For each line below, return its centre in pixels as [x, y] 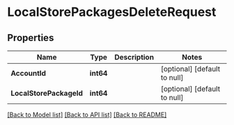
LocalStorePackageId [47, 93]
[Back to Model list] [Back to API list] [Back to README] [87, 115]
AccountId [29, 73]
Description [134, 57]
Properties [31, 38]
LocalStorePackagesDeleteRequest [112, 12]
